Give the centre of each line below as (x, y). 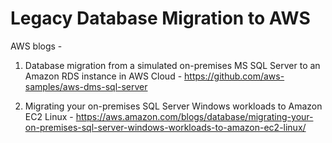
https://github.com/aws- (234, 76)
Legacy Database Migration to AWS (160, 18)
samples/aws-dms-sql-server (86, 86)
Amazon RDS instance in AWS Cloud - (103, 76)
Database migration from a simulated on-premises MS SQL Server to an (172, 65)
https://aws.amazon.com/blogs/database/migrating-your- (194, 116)
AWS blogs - (36, 46)
